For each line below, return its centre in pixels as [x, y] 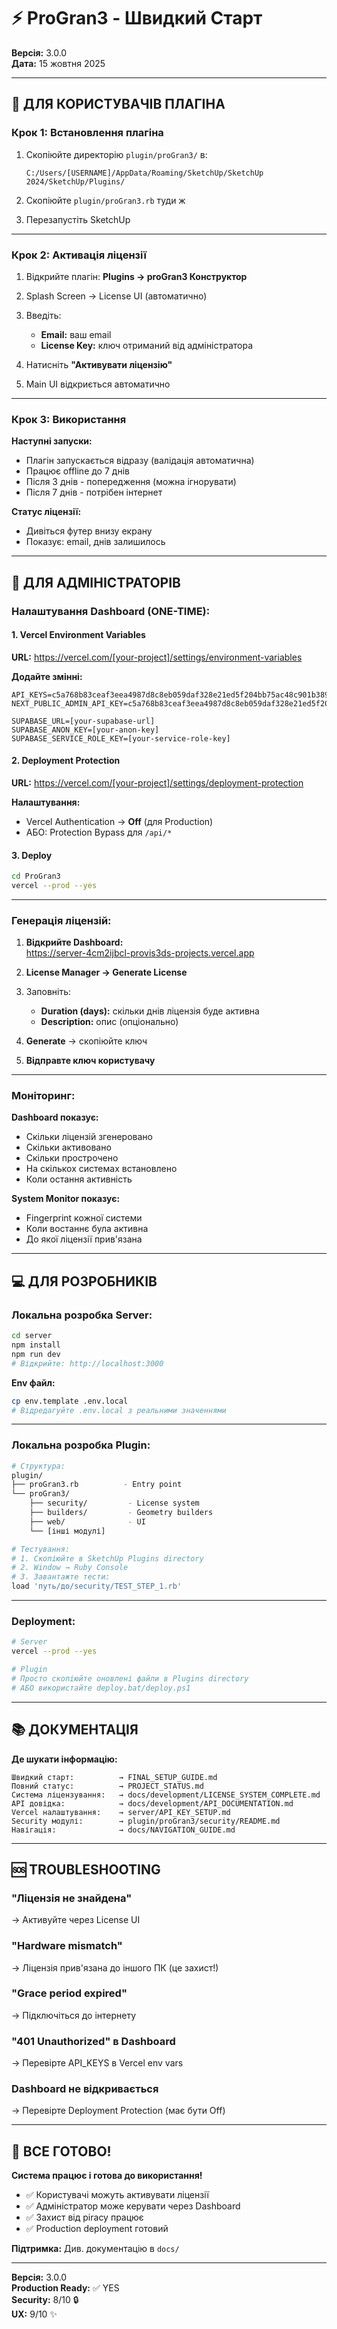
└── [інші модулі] [67, 1531]
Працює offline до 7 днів [77, 471]
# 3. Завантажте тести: [61, 1577]
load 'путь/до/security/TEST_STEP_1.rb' [97, 1586]
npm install [36, 1345]
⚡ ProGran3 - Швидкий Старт [137, 18]
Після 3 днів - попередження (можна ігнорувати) [131, 482]
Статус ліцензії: [46, 512]
